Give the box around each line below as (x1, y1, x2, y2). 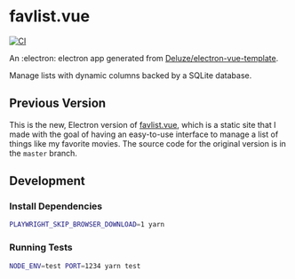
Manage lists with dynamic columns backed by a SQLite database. (9, 69, 252, 81)
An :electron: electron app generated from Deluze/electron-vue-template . (9, 52, 279, 63)
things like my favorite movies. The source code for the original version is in (9, 138, 287, 148)
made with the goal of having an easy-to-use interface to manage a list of (9, 129, 279, 139)
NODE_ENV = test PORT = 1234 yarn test (9, 261, 141, 270)
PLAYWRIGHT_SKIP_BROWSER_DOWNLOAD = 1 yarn (9, 220, 165, 229)
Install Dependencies (9, 200, 103, 212)
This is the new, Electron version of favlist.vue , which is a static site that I (9, 119, 277, 130)
